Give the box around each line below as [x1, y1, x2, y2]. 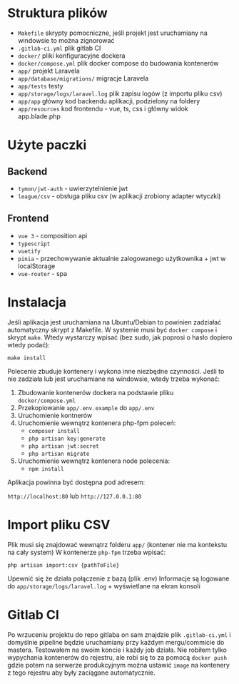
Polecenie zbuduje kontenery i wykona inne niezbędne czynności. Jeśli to [7, 367, 225, 375]
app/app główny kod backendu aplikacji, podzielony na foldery [17, 96, 200, 105]
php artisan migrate [28, 450, 90, 457]
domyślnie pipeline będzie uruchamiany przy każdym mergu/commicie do [7, 638, 225, 646]
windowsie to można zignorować [17, 36, 115, 44]
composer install [28, 427, 81, 434]
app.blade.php [17, 112, 61, 121]
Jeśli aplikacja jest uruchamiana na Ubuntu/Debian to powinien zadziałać [7, 317, 222, 326]
